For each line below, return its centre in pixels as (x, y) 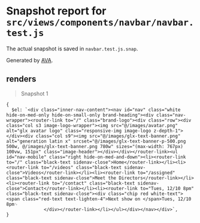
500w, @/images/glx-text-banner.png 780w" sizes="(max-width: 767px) (95, 146)
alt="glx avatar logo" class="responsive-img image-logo (79, 131)
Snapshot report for (56, 11)
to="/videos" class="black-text (81, 167)
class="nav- (171, 115)
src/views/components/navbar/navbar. (100, 22)
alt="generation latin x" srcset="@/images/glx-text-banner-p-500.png (96, 141)
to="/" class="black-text (38, 162)
